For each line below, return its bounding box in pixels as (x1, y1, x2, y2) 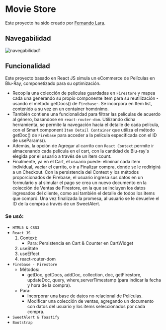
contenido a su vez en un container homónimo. (12, 106, 109, 112)
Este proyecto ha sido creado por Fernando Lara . (5, 20, 106, 26)
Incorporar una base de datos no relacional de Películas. (27, 293, 143, 299)
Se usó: (5, 213, 24, 220)
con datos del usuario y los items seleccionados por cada (27, 303, 146, 309)
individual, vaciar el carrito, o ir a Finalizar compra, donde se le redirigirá (12, 164, 161, 170)
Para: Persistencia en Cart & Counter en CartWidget (27, 240, 133, 246)
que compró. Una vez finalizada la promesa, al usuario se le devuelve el (12, 195, 160, 201)
